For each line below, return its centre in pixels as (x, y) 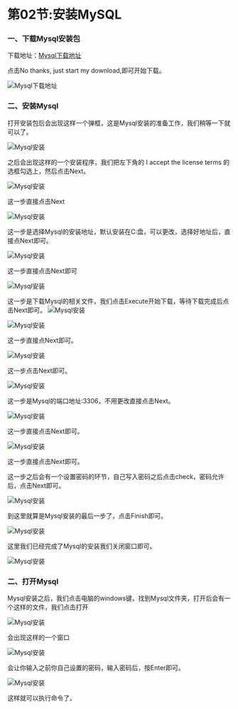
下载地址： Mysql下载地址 (44, 56)
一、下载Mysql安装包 (44, 38)
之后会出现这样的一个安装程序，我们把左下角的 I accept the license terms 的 (119, 162)
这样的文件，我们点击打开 (51, 607)
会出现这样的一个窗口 (38, 638)
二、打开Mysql (33, 581)
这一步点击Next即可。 (39, 371)
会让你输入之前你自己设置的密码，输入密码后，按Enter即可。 (96, 668)
